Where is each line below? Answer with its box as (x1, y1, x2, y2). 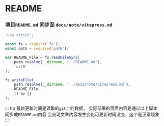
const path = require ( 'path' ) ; (5, 46, 69, 51)
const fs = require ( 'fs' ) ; (5, 42, 60, 47)
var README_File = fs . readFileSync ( (5, 55, 80, 60)
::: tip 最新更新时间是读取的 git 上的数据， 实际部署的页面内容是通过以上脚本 (5, 105, 158, 111)
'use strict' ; (5, 33, 34, 38)
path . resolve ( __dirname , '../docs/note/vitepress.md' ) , (14, 82, 131, 87)
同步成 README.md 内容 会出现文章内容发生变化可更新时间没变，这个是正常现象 (5, 111, 160, 117)
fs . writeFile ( (5, 77, 34, 82)
